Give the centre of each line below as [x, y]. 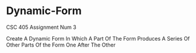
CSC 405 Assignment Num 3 [41, 27]
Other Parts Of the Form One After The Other [61, 45]
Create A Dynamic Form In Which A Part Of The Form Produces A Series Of [98, 38]
